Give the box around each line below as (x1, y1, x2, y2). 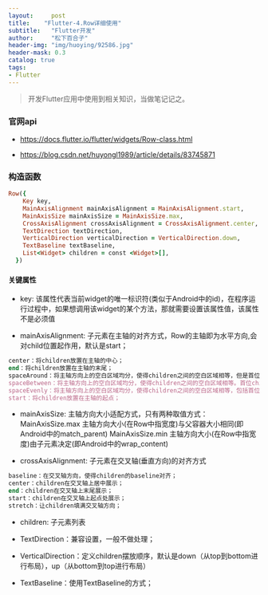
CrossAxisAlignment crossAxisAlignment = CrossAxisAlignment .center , (22, 219, 259, 227)
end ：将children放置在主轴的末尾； (8, 364, 113, 372)
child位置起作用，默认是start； (26, 341, 128, 351)
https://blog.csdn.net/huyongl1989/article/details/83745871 (19, 149, 215, 160)
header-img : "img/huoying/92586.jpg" (8, 41, 134, 49)
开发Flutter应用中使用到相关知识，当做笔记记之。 (27, 93, 190, 104)
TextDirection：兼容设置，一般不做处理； (19, 534, 156, 543)
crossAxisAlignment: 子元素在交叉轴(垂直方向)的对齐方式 (19, 456, 207, 466)
